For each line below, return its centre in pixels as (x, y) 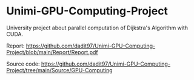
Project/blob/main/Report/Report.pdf (52, 52)
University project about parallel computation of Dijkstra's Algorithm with (97, 28)
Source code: (23, 64)
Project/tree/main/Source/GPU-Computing (60, 70)
